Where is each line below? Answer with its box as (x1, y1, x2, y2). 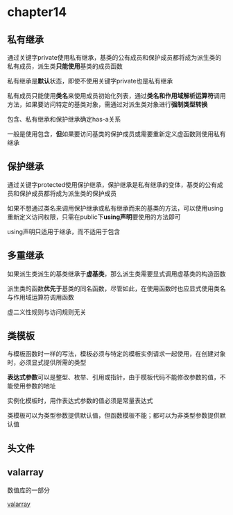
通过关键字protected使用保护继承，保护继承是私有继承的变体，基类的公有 (7, 180, 217, 188)
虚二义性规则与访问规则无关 (7, 307, 87, 316)
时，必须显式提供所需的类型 (7, 359, 87, 367)
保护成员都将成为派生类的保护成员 (19, 189, 116, 197)
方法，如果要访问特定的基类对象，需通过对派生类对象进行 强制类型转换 (7, 100, 208, 108)
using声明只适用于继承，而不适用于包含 (7, 227, 120, 236)
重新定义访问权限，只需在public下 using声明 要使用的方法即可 (7, 213, 182, 221)
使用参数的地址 (12, 382, 56, 390)
